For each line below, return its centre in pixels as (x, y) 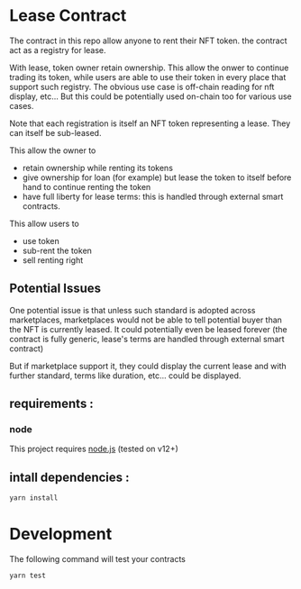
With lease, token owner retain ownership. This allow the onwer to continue (149, 68)
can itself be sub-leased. (55, 132)
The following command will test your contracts (98, 559)
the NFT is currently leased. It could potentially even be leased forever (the (148, 329)
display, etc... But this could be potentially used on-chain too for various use (150, 96)
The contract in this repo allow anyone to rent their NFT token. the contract (148, 41)
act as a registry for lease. (58, 50)
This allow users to (44, 223)
